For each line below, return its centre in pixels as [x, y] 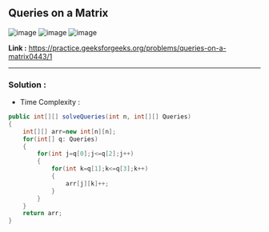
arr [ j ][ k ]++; [87, 183]
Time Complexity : [50, 102]
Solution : [27, 85]
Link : [18, 48]
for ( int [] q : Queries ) [60, 139]
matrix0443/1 [30, 56]
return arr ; [42, 214]
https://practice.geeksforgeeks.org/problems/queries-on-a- [127, 48]
